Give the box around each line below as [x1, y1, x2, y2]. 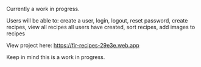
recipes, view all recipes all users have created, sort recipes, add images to [6, 24, 196, 30]
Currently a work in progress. [6, 5, 80, 12]
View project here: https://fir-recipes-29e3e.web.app [6, 42, 140, 49]
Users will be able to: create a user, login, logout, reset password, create [6, 17, 188, 24]
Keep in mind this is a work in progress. [6, 54, 105, 60]
